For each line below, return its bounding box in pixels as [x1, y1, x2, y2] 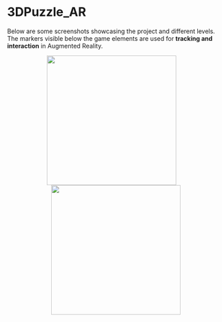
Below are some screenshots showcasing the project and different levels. [7, 27, 215, 35]
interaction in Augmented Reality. [7, 41, 103, 50]
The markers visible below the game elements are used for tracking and [7, 34, 213, 42]
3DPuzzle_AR [7, 4, 86, 20]
